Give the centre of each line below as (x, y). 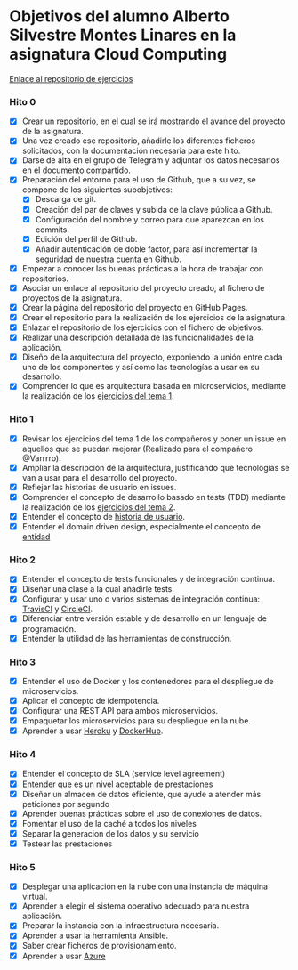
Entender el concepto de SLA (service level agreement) (124, 774)
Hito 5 (22, 867)
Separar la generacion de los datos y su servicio (111, 833)
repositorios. (45, 279)
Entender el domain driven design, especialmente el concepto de (141, 526)
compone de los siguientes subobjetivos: (97, 190)
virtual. (35, 897)
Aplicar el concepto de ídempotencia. (91, 700)
